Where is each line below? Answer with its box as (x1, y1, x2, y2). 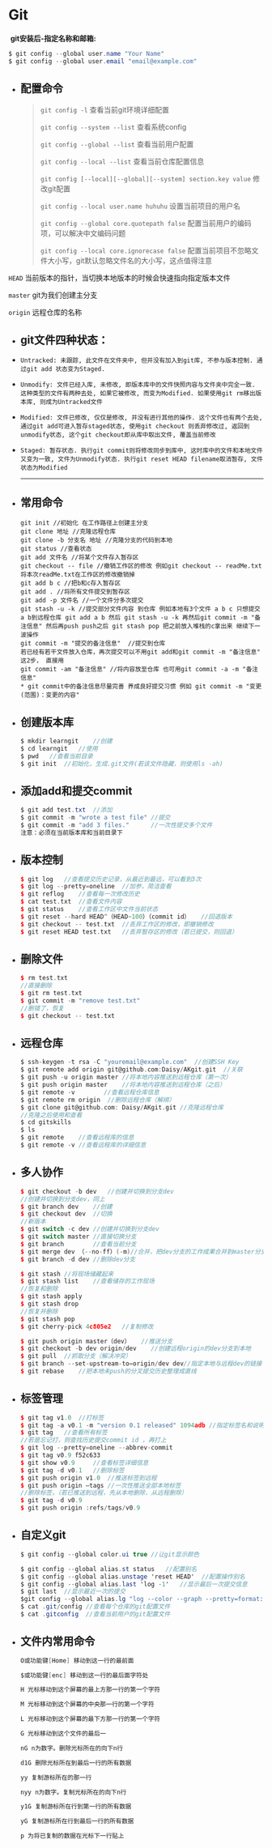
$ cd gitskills (19, 1118, 72, 1126)
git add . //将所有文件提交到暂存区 (19, 588, 131, 596)
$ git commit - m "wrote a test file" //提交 (19, 814, 171, 822)
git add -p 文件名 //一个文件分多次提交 (19, 597, 144, 605)
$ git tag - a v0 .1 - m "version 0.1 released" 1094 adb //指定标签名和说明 (19, 1421, 265, 1429)
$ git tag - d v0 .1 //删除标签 (19, 1466, 125, 1475)
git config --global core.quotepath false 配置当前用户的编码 (40, 218, 252, 228)
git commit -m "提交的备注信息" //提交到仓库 (19, 640, 166, 648)
